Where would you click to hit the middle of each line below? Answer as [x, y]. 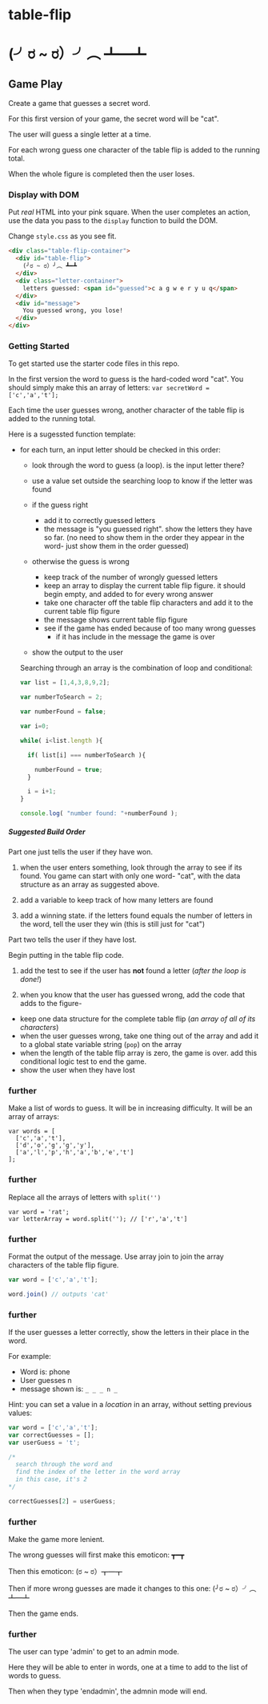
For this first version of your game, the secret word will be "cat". [114, 119]
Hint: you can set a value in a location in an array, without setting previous [130, 1404]
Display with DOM [44, 195]
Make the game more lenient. [56, 1540]
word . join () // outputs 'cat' [59, 1294]
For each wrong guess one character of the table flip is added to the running [134, 150]
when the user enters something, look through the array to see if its [131, 867]
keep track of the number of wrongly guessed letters [131, 577]
